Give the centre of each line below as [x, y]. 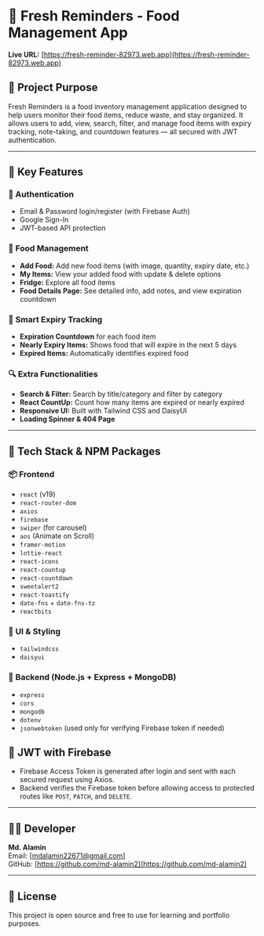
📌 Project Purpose [53, 88]
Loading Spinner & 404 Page [67, 419]
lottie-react [41, 553]
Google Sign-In [44, 220]
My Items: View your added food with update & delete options [120, 273]
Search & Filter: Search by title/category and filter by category [121, 394]
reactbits [36, 612]
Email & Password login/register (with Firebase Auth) [104, 211]
